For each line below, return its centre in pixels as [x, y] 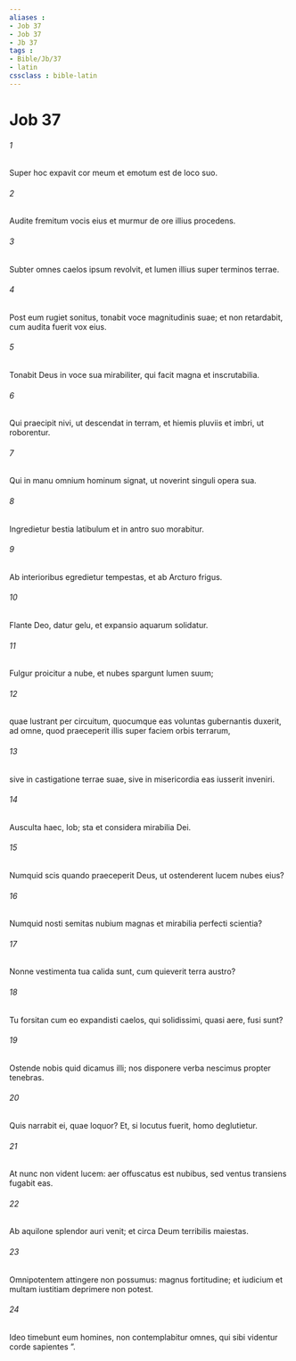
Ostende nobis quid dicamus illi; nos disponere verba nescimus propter [140, 1068]
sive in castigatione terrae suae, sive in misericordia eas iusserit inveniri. [142, 779]
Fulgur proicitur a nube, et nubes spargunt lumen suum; [111, 673]
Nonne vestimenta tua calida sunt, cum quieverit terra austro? [123, 971]
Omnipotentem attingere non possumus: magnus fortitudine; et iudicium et [146, 1280]
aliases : [28, 17]
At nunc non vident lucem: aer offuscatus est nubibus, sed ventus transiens [148, 1174]
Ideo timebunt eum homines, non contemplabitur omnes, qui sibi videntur [144, 1337]
